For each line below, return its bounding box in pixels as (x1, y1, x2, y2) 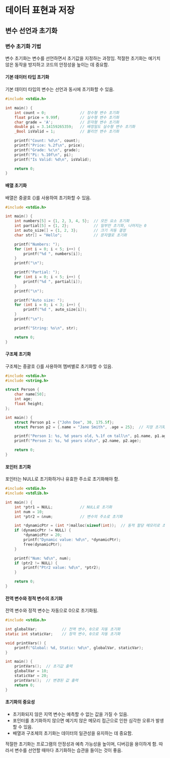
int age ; (14, 397, 33, 402)
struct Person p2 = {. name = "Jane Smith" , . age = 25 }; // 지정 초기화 (14, 425, 165, 430)
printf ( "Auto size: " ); (14, 298, 65, 303)
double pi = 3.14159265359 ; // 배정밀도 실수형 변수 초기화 (14, 124, 136, 130)
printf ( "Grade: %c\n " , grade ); (14, 147, 80, 152)
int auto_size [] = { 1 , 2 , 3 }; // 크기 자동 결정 (14, 228, 126, 233)
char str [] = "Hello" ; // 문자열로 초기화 (14, 232, 127, 238)
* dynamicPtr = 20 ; (23, 532, 62, 538)
